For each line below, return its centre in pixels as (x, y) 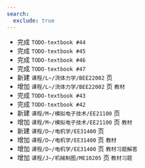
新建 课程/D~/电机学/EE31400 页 (60, 131)
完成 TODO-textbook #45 (51, 51)
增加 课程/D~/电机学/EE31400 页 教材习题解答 (77, 148)
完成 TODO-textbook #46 (51, 59)
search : (18, 14)
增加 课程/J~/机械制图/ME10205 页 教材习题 (75, 157)
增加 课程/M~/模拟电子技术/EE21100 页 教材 (75, 122)
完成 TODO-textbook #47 (51, 68)
